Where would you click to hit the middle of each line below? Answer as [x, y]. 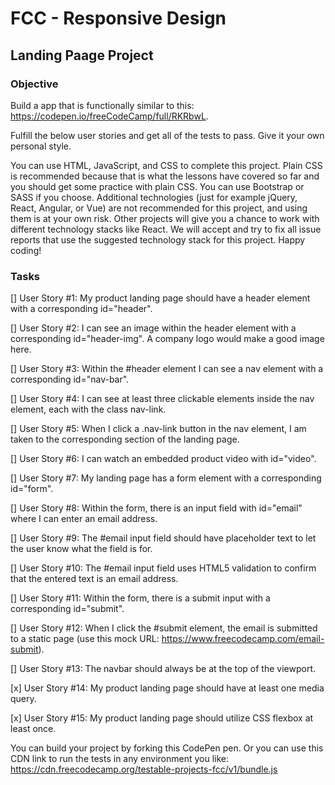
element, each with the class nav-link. [88, 409]
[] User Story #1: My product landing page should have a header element [160, 298]
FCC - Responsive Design [118, 18]
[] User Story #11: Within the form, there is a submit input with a [140, 598]
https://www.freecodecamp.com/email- [243, 639]
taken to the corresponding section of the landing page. [125, 439]
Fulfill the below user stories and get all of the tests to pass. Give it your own [167, 135]
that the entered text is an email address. [94, 579]
